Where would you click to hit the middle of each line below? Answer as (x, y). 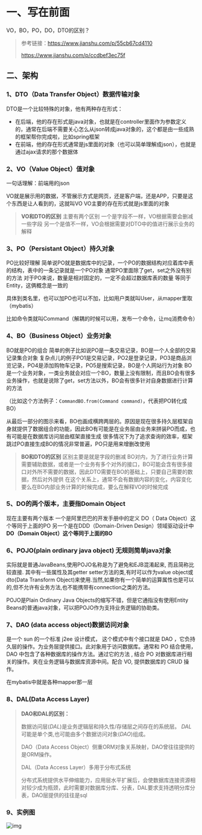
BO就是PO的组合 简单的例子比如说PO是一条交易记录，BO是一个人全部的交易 (101, 350)
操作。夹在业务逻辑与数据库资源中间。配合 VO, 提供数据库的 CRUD (99, 662)
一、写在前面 (38, 12)
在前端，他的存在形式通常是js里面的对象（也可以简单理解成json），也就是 (106, 144)
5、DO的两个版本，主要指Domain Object (66, 504)
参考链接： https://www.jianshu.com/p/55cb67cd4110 (87, 43)
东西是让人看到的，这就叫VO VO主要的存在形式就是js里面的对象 (90, 203)
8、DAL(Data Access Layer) (48, 699)
